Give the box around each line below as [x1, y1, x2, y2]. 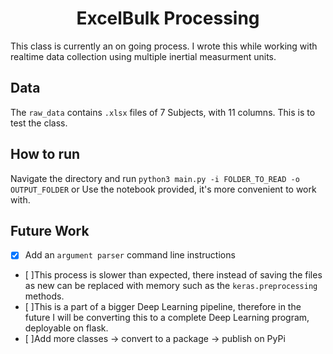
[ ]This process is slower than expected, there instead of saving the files [24, 269, 323, 281]
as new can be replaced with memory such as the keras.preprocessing [24, 280, 318, 292]
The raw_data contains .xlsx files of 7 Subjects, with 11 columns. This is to [10, 106, 316, 118]
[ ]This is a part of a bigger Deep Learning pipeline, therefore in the [24, 301, 302, 313]
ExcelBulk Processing [76, 7, 260, 30]
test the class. [10, 117, 68, 129]
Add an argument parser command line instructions [24, 249, 236, 261]
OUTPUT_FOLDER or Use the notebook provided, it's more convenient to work [10, 183, 317, 195]
